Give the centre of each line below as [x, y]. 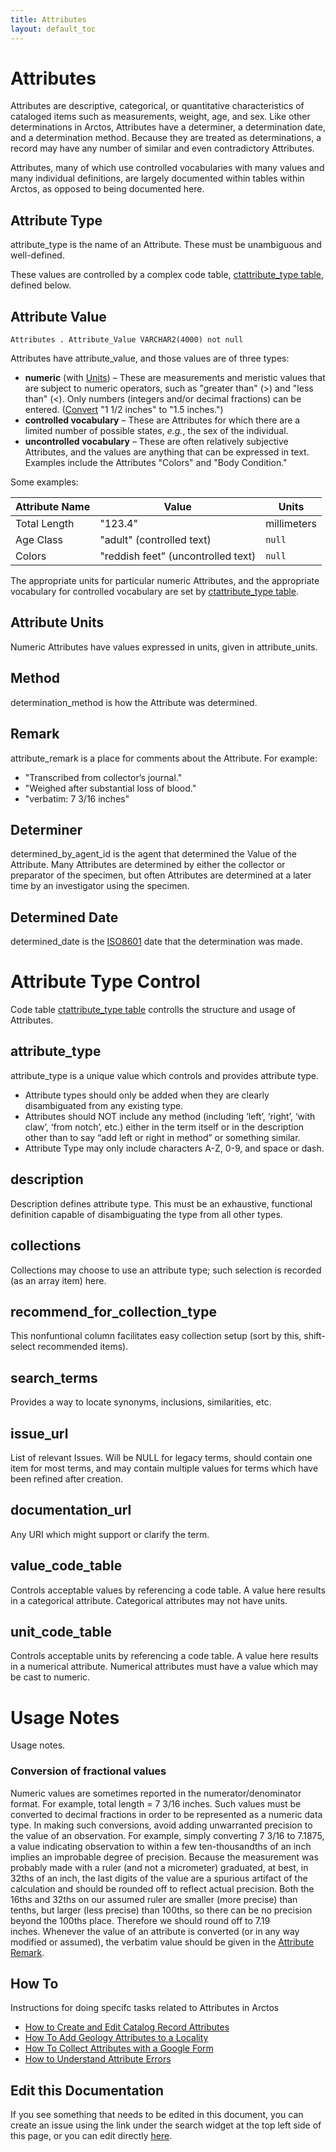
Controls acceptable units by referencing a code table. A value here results [164, 1656]
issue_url [39, 1433]
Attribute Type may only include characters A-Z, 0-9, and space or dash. [174, 1148]
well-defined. [37, 255]
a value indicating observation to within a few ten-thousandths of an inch [161, 1846]
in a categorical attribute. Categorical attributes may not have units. [149, 1600]
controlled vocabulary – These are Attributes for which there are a [162, 420]
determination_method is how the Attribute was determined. [134, 702]
